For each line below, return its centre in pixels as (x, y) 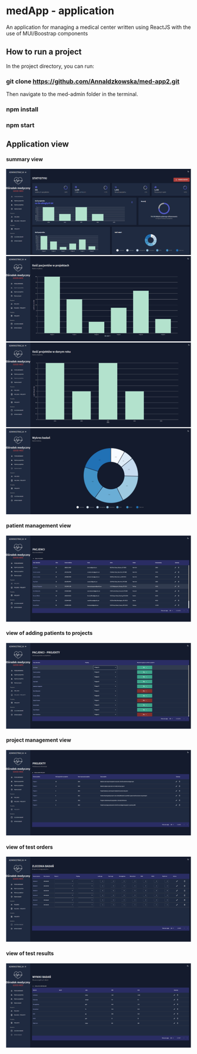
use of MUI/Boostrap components (47, 33)
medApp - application (60, 11)
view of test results (30, 953)
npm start (21, 125)
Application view (38, 144)
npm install (22, 109)
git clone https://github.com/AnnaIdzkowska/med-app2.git (93, 81)
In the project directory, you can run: (50, 66)
